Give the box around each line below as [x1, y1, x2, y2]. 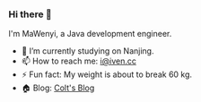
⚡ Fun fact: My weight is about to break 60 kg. [21, 69, 193, 80]
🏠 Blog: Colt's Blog [21, 82, 95, 93]
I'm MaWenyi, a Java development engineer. [8, 29, 172, 39]
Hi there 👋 [8, 8, 53, 21]
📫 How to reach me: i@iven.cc [21, 55, 136, 66]
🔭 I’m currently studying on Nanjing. [21, 46, 154, 56]
